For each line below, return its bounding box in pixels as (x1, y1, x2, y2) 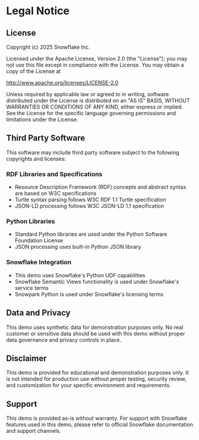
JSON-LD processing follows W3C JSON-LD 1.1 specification (14, 202, 165, 210)
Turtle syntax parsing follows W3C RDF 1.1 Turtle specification (14, 196, 166, 203)
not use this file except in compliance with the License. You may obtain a (6, 61, 184, 68)
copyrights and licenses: (6, 155, 67, 162)
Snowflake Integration (6, 258, 72, 267)
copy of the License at (6, 68, 61, 75)
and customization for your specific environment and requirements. (6, 382, 171, 389)
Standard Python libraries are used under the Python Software (14, 230, 168, 238)
